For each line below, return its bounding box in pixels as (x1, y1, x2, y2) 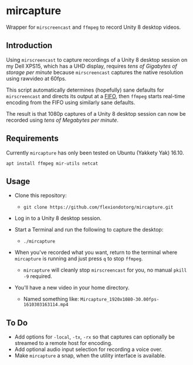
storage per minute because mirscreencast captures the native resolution (6, 69, 184, 76)
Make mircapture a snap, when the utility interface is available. (14, 352, 166, 359)
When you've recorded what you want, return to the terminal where (14, 249, 178, 256)
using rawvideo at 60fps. (6, 75, 66, 82)
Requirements (6, 133, 59, 143)
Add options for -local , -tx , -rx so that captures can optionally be (14, 333, 175, 340)
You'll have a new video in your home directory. (14, 284, 130, 292)
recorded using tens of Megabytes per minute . (6, 116, 119, 123)
